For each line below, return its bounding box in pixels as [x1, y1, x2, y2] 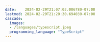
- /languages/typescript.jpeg [9, 25, 71, 30]
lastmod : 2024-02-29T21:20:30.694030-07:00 [5, 12, 96, 16]
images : [9, 20, 25, 26]
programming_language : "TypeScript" [9, 29, 84, 34]
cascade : [5, 16, 23, 21]
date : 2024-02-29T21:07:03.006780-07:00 [5, 7, 96, 12]
